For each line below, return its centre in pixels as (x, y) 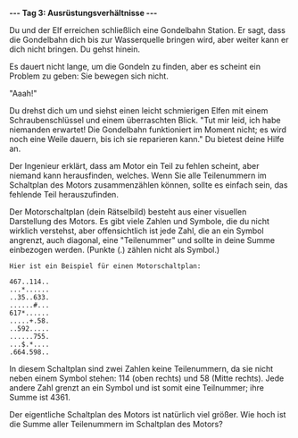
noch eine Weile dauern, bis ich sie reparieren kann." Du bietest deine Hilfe (147, 139)
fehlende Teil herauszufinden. (64, 194)
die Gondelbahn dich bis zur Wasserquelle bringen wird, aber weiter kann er (149, 40)
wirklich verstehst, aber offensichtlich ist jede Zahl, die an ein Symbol (137, 231)
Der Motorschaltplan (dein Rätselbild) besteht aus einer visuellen (128, 212)
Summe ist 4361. (40, 397)
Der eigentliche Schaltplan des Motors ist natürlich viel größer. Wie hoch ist (148, 414)
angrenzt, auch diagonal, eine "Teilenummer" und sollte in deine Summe (142, 240)
